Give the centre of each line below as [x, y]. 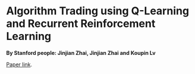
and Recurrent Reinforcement [81, 24]
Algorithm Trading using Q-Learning [97, 11]
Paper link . [19, 64]
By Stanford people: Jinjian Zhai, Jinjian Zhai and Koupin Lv [81, 53]
